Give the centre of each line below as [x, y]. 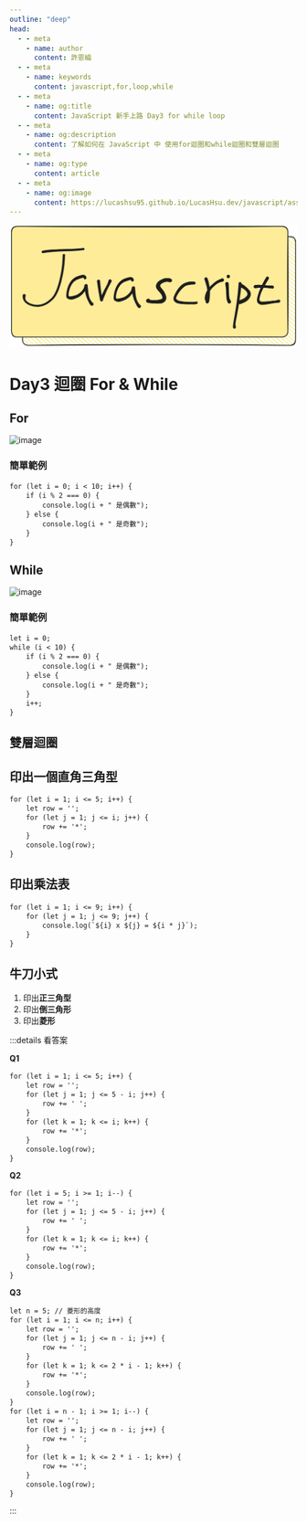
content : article [67, 174]
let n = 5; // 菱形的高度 [55, 1311]
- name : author [55, 48]
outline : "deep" [40, 19]
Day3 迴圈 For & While [94, 384]
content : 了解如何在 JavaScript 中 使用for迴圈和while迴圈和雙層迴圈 [156, 145]
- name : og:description [71, 135]
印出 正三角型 [47, 998]
